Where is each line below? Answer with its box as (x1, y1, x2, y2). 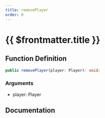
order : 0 (5, 12, 24, 17)
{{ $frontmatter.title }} (5, 34, 100, 46)
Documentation (5, 106, 56, 115)
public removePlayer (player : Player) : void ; (5, 68, 100, 73)
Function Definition (5, 54, 67, 63)
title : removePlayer (5, 7, 49, 13)
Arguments (5, 80, 34, 87)
